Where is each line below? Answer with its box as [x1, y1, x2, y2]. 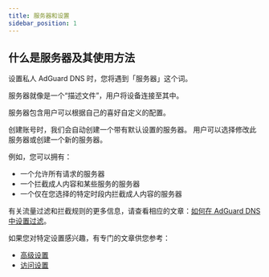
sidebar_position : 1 [8, 19, 78, 27]
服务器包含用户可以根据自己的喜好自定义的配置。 [8, 108, 170, 117]
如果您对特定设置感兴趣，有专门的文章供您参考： [8, 234, 170, 243]
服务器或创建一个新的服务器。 [8, 135, 107, 145]
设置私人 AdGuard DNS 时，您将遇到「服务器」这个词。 [8, 74, 193, 84]
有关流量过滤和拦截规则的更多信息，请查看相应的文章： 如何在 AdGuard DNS [8, 206, 261, 216]
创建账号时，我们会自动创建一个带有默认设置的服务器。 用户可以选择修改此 [8, 125, 257, 135]
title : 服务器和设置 [8, 11, 70, 20]
